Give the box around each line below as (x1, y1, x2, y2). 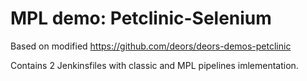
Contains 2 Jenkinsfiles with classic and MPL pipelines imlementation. (10, 59, 299, 71)
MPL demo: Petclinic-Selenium (10, 7, 272, 30)
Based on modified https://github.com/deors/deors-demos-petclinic (10, 40, 292, 52)
